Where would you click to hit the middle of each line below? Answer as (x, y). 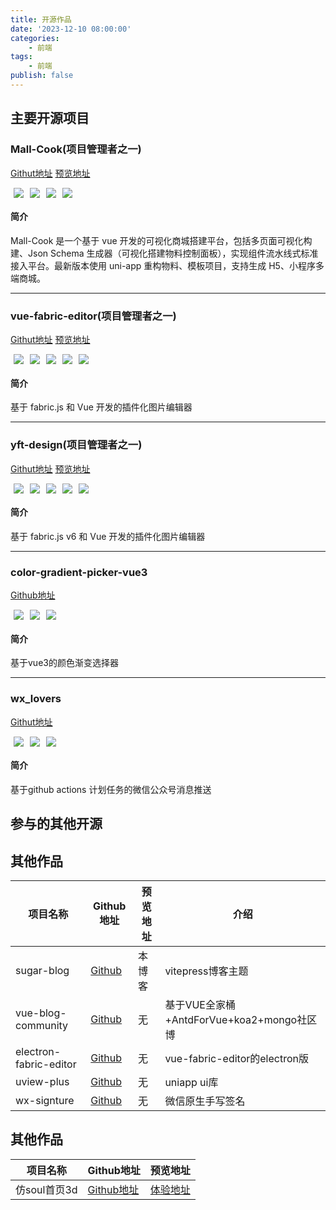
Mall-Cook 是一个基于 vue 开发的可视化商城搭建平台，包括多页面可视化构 (161, 240)
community (42, 1025)
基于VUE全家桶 (200, 1004)
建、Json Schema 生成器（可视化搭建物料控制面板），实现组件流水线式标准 (164, 253)
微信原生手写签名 (205, 1101)
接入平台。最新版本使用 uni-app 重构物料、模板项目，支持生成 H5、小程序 (163, 265)
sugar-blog (42, 970)
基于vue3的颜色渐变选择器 (64, 663)
